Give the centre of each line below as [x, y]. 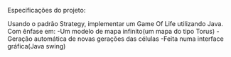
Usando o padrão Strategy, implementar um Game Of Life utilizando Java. [116, 24]
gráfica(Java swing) [37, 46]
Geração [20, 39]
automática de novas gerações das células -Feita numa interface [129, 39]
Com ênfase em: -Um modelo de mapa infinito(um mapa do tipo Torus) [111, 31]
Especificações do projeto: [47, 10]
